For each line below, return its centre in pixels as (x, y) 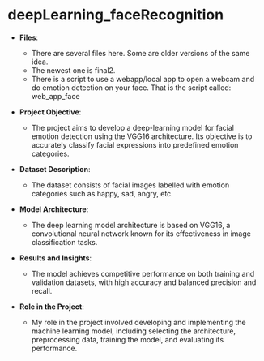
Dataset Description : (55, 169)
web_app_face (55, 96)
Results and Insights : (55, 258)
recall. (42, 290)
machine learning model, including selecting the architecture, (134, 331)
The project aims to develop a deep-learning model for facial (132, 127)
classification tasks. (64, 242)
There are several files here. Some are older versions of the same (141, 53)
